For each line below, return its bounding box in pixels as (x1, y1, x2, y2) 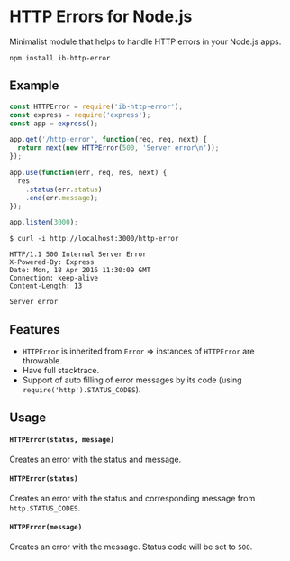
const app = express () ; (9, 119, 99, 128)
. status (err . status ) (25, 185, 103, 194)
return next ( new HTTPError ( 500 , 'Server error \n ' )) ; (17, 143, 220, 152)
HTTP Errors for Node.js (9, 6, 193, 27)
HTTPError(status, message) (9, 436, 115, 445)
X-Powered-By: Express (9, 258, 95, 267)
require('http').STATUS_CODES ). (22, 384, 141, 395)
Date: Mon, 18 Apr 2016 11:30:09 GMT (9, 266, 151, 275)
